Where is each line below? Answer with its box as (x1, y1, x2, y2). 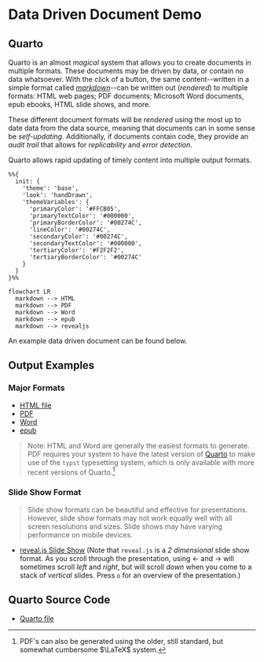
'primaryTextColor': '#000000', (28, 212, 135, 220)
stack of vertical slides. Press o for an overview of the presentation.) (19, 570, 241, 580)
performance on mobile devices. (27, 530, 134, 539)
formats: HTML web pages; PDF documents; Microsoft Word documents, (8, 91, 244, 100)
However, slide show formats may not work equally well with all (27, 513, 233, 523)
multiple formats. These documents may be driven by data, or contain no (8, 66, 244, 76)
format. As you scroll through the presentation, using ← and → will (19, 553, 234, 563)
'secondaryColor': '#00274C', (28, 232, 128, 240)
